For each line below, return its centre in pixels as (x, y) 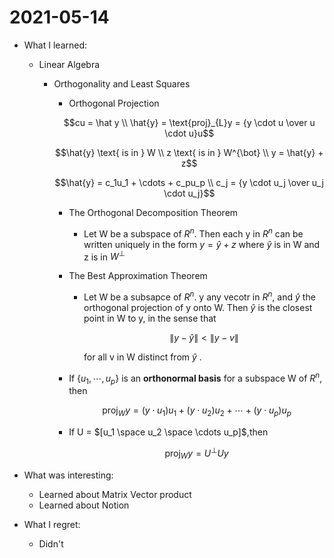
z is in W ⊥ (104, 256)
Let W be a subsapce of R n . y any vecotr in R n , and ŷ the (199, 296)
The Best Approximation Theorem (138, 276)
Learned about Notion (84, 505)
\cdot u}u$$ (189, 133)
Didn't (51, 543)
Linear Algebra (69, 64)
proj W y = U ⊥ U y (196, 453)
